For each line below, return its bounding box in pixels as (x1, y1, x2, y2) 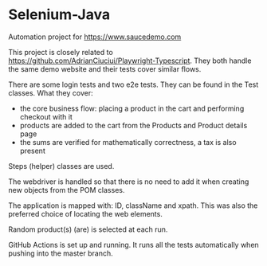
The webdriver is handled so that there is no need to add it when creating (8, 177, 249, 186)
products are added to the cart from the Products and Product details (19, 120, 248, 130)
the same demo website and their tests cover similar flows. (8, 64, 202, 73)
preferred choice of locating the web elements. (8, 209, 163, 218)
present (19, 146, 45, 155)
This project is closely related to (8, 47, 113, 57)
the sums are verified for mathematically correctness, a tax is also (19, 137, 237, 147)
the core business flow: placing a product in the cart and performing (19, 104, 245, 113)
